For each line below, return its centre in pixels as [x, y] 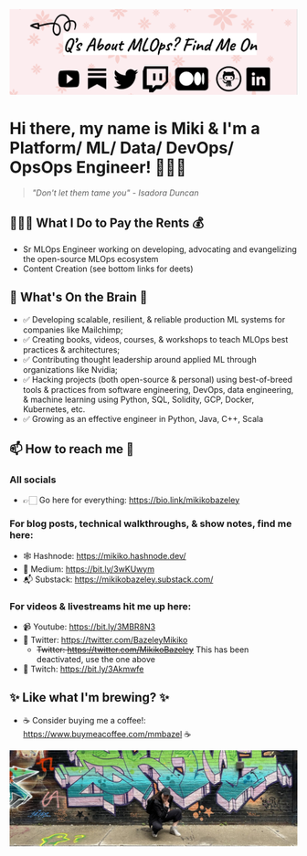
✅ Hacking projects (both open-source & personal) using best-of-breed [158, 379]
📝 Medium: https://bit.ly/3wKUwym [89, 569]
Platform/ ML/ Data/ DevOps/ [122, 148]
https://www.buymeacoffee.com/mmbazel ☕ [107, 734]
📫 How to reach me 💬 [72, 449]
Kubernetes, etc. [54, 409]
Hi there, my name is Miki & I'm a [135, 129]
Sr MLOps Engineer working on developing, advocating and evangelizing [159, 249]
